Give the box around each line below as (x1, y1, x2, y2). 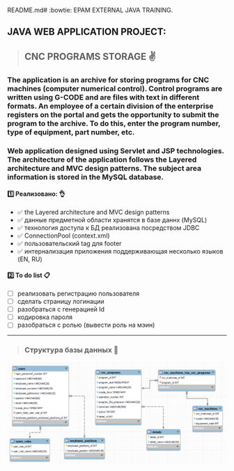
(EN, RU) (17, 254, 43, 263)
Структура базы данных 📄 (24, 345, 119, 355)
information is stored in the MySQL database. (7, 172, 164, 182)
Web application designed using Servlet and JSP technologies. (7, 146, 224, 155)
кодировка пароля (17, 313, 73, 321)
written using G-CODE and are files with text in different (7, 92, 200, 102)
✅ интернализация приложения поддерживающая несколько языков (17, 247, 224, 255)
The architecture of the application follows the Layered (7, 155, 197, 164)
